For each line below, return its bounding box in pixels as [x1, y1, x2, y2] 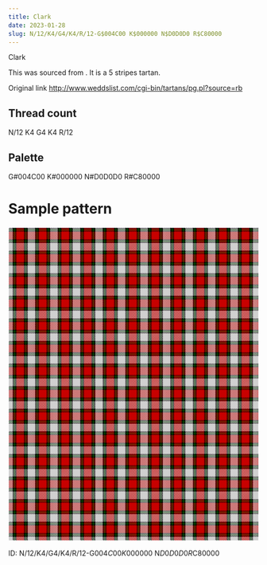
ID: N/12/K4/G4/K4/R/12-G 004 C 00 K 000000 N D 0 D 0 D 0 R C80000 [8, 548, 220, 558]
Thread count [8, 106, 77, 120]
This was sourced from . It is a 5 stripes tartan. [8, 68, 161, 77]
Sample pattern [8, 200, 113, 218]
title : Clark [8, 13, 52, 21]
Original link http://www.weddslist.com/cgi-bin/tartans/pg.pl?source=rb [8, 84, 243, 93]
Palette [8, 151, 44, 164]
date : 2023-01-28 [8, 21, 66, 29]
